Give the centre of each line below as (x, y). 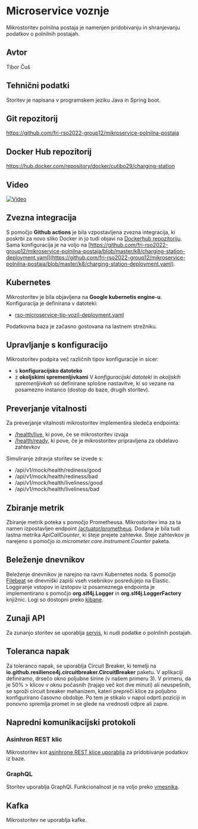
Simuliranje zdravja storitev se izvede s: (55, 459)
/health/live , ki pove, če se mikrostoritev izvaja (72, 434)
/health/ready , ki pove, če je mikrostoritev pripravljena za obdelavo (96, 441)
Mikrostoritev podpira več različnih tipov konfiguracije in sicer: (82, 359)
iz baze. (16, 759)
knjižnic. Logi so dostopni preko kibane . (55, 599)
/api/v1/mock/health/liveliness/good (59, 483)
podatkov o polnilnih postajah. (43, 33)
